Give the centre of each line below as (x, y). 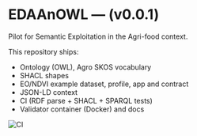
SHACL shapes (44, 75)
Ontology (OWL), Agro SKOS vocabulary (85, 67)
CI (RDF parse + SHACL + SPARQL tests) (86, 100)
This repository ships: (44, 51)
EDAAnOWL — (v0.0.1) (84, 15)
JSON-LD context (48, 92)
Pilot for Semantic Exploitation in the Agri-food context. (98, 36)
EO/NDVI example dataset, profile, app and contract (104, 84)
